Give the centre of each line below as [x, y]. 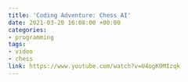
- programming [31, 37]
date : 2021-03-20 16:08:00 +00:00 [65, 23]
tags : [17, 45]
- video [21, 52]
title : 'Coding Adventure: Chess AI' [70, 15]
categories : [27, 30]
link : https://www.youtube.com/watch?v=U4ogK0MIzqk [94, 66]
